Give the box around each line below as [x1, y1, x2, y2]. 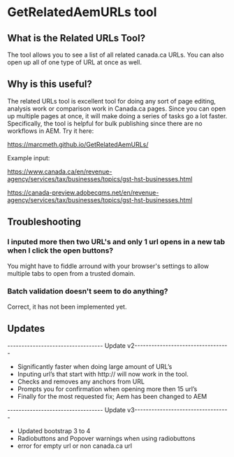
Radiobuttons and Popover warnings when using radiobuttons [17, 434, 196, 442]
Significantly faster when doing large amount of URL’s [17, 362, 173, 371]
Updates [7, 323, 45, 335]
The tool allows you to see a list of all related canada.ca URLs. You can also [7, 50, 224, 59]
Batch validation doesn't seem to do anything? [7, 286, 168, 296]
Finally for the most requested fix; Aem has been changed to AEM [17, 392, 207, 400]
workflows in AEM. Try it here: [7, 127, 94, 135]
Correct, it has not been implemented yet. [7, 302, 127, 311]
